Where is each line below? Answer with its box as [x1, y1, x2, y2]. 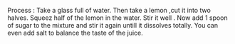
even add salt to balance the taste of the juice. [7, 28, 144, 37]
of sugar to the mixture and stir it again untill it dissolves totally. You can [7, 21, 219, 29]
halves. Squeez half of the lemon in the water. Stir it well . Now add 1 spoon [7, 13, 228, 22]
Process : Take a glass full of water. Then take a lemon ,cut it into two [7, 6, 211, 14]
